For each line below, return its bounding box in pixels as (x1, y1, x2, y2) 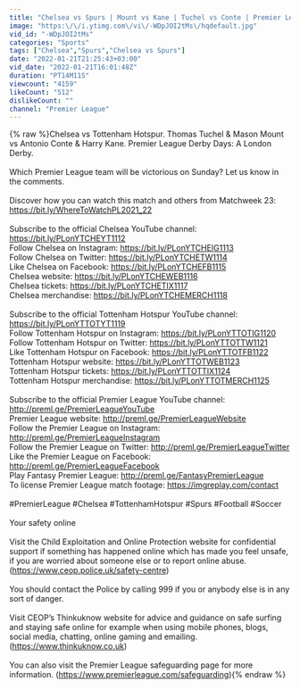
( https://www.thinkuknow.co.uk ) (9, 641, 128, 652)
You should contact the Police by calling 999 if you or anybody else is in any (9, 584, 290, 594)
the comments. (9, 176, 65, 187)
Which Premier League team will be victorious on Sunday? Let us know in (9, 167, 279, 178)
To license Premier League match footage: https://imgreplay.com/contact (9, 479, 279, 491)
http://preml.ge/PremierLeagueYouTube (9, 403, 155, 415)
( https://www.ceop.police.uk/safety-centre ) (9, 565, 170, 576)
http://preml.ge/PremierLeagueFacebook (9, 461, 160, 471)
